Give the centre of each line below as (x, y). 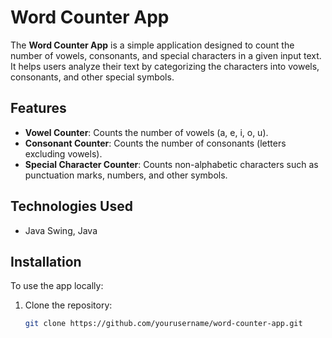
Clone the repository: (68, 305)
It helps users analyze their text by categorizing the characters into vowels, (165, 66)
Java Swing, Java (61, 230)
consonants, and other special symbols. (92, 77)
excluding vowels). (63, 153)
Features (38, 108)
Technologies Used (71, 206)
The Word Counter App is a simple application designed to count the (152, 45)
